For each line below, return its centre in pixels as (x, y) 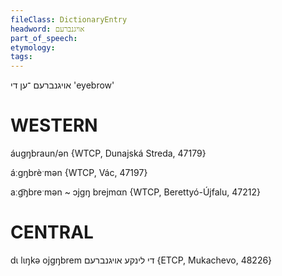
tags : (21, 57)
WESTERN (54, 125)
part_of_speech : (44, 38)
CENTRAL (52, 232)
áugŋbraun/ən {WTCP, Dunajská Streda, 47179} (108, 153)
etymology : (33, 47)
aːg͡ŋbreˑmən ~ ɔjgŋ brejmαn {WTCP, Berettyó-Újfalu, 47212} (135, 192)
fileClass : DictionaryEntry (69, 19)
